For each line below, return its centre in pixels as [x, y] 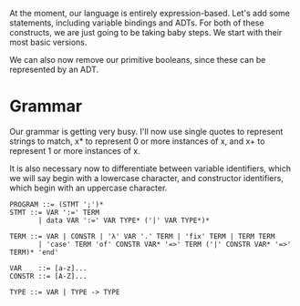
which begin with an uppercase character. [88, 188]
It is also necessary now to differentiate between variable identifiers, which [150, 168]
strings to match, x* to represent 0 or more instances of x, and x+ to [137, 141]
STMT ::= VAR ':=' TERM [55, 212]
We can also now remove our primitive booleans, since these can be [138, 60]
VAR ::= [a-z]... [49, 268]
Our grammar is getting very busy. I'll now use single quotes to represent [146, 131]
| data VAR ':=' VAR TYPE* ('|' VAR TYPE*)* [124, 220]
